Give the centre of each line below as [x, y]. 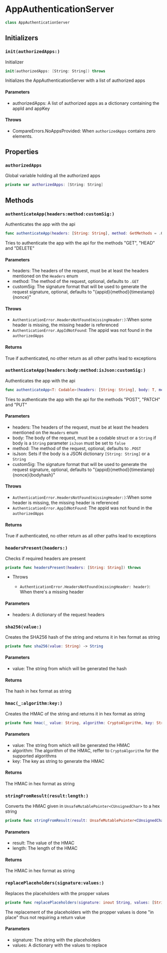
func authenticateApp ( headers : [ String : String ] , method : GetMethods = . [83, 234]
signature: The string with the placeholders [56, 940]
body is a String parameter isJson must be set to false [69, 443]
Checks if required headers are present [45, 558]
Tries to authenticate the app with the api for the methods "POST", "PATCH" [83, 399]
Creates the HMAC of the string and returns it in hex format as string [75, 714]
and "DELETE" [20, 248]
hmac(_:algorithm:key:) [34, 704]
